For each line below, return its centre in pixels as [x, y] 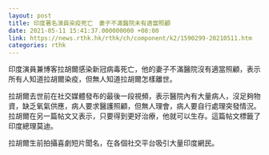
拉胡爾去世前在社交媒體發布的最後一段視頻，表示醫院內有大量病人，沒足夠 [131, 96]
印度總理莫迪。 [33, 126]
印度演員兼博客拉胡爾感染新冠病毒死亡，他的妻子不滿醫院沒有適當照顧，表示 [134, 70]
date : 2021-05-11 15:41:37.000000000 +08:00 [84, 30]
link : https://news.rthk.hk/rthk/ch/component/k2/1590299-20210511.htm [130, 38]
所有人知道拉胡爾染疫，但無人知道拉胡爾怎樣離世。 [92, 79]
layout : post [30, 16]
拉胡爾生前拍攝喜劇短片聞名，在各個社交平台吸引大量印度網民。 [113, 143]
